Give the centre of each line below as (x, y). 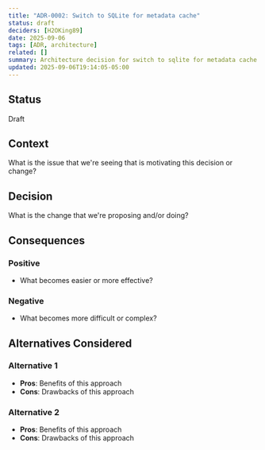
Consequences (47, 241)
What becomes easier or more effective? (86, 280)
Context (29, 144)
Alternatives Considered (70, 343)
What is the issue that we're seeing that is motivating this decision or (121, 163)
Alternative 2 (34, 412)
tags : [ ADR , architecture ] (53, 45)
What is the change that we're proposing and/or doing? (98, 215)
